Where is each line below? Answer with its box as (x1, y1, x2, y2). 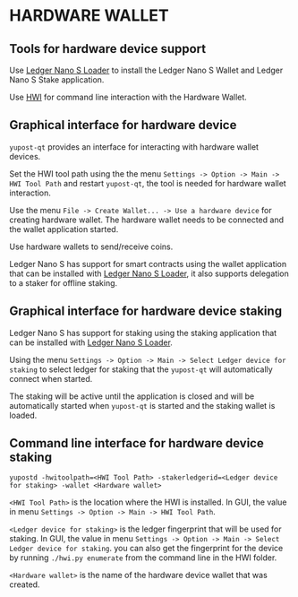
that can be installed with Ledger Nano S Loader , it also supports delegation (9, 268, 289, 279)
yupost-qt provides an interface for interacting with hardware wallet (9, 141, 260, 152)
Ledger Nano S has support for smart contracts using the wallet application (9, 258, 287, 269)
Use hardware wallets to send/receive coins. (9, 241, 174, 252)
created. (9, 579, 40, 590)
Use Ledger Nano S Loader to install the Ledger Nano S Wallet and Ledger (9, 65, 284, 75)
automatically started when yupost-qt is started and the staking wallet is (9, 400, 276, 411)
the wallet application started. (9, 223, 119, 234)
